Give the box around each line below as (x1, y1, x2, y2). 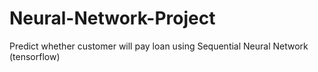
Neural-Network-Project (9, 7, 216, 30)
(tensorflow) (9, 50, 61, 62)
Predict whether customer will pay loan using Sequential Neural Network (9, 40, 309, 52)
